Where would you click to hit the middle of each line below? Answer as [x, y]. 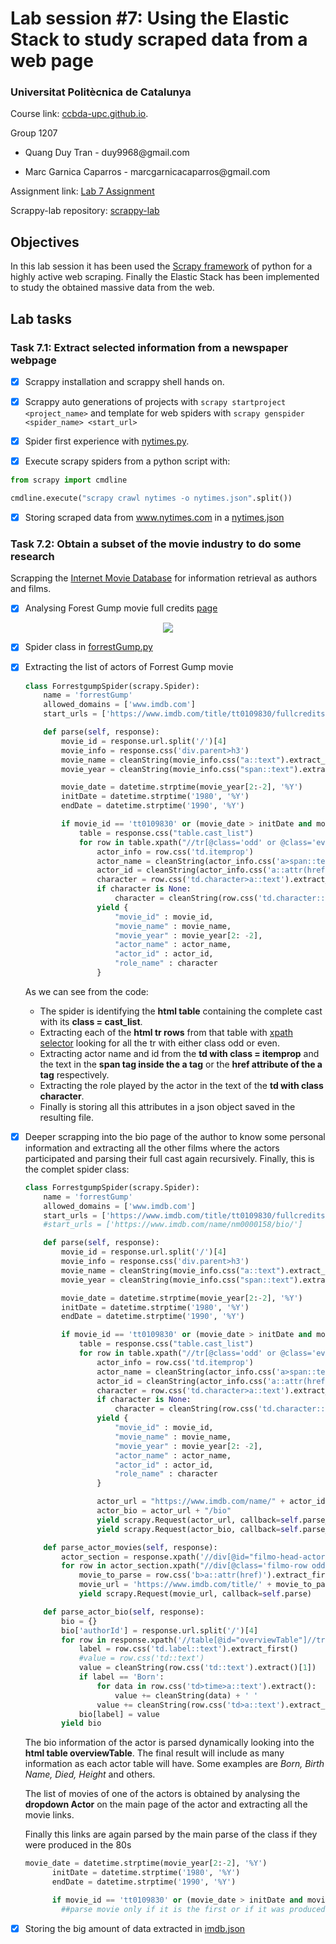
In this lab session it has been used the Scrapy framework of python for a [161, 266]
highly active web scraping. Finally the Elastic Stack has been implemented [165, 277]
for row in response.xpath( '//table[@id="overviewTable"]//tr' [195, 1640]
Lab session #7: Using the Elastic [150, 18]
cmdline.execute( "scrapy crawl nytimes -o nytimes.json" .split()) [151, 498]
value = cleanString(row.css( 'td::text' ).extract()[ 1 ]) [197, 1668]
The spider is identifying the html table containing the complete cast [181, 1011]
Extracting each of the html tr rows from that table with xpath [166, 1032]
